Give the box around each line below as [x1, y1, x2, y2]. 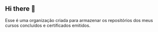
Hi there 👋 [5, 5, 36, 13]
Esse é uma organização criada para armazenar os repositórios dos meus [5, 17, 153, 23]
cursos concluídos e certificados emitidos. [5, 22, 91, 28]
